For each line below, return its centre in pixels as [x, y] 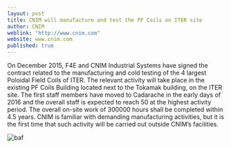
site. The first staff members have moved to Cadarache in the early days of [114, 95]
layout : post [26, 13]
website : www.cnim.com [40, 39]
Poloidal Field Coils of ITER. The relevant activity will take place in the [106, 80]
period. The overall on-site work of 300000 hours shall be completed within [115, 109]
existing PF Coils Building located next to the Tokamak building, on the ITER [115, 87]
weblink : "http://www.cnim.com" [54, 33]
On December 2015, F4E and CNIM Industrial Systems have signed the [108, 65]
